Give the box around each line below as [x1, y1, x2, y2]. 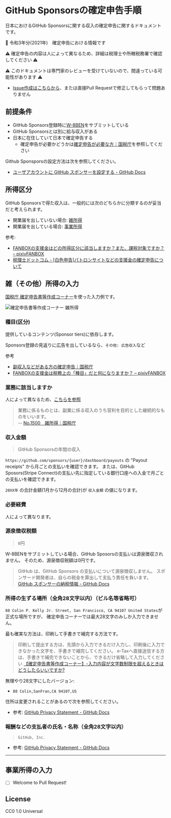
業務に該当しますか [5, 384, 52, 391]
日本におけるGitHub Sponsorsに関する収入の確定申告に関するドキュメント [5, 22, 162, 28]
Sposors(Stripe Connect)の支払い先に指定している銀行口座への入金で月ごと [5, 470, 164, 476]
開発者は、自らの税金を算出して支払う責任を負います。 [35, 574, 151, 580]
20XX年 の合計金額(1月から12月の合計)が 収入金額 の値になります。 [5, 487, 140, 493]
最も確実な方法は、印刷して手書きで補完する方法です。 [5, 631, 121, 637]
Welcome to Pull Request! [12, 779, 67, 786]
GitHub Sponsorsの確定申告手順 [5, 5, 142, 16]
